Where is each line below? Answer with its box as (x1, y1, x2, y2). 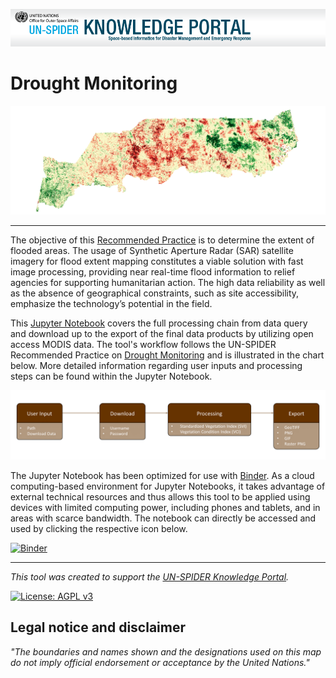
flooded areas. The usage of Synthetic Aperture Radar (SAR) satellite (10, 244, 294, 256)
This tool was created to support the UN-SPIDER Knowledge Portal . (10, 570, 290, 583)
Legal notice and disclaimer (10, 619, 187, 636)
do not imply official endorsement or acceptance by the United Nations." (10, 656, 310, 668)
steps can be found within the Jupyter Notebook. (10, 370, 213, 382)
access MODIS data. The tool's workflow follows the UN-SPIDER (10, 338, 277, 350)
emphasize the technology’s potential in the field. (10, 297, 213, 309)
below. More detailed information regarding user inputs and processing (10, 359, 303, 371)
